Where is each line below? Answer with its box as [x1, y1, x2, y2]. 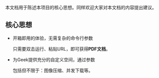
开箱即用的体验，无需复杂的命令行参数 [12, 35, 93, 41]
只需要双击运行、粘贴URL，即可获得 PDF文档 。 [12, 46, 111, 52]
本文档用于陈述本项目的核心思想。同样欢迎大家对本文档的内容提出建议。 [5, 5, 156, 10]
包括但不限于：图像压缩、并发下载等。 [12, 67, 93, 73]
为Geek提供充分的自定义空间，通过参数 [12, 56, 96, 62]
